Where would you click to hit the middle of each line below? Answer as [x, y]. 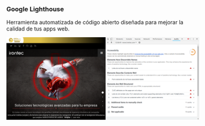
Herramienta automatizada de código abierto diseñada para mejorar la [95, 23]
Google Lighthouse [35, 9]
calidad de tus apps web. [38, 29]
